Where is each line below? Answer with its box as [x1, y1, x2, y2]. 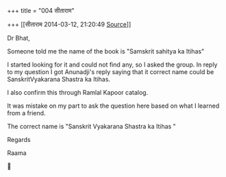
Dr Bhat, [7, 34, 31, 42]
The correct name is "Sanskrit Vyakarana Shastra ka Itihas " [7, 122, 176, 130]
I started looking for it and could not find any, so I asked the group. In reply [7, 60, 218, 69]
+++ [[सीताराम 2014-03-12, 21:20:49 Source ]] [7, 21, 131, 28]
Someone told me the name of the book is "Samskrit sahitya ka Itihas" [7, 47, 205, 55]
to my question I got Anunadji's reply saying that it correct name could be [7, 68, 214, 75]
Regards [7, 136, 31, 143]
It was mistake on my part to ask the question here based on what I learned [7, 102, 220, 110]
